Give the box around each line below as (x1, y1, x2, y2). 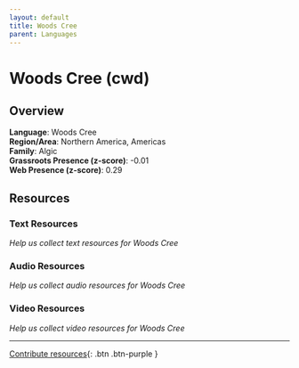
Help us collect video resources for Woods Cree (9, 323, 185, 333)
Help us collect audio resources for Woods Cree (9, 280, 186, 290)
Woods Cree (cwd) (9, 68, 150, 88)
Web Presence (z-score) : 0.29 (9, 165, 123, 176)
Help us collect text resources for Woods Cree (9, 238, 179, 249)
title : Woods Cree (9, 21, 77, 30)
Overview (9, 103, 65, 119)
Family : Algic (9, 146, 58, 157)
